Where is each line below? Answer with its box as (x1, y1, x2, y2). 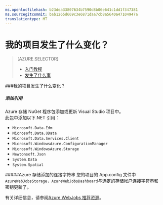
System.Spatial (12, 162, 44, 167)
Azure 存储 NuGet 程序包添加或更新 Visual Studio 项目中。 (5, 108, 123, 114)
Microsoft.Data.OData (12, 131, 57, 136)
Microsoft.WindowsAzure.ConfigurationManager (12, 142, 108, 147)
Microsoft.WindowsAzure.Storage (12, 147, 79, 152)
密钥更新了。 (5, 184, 31, 190)
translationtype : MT (5, 16, 48, 21)
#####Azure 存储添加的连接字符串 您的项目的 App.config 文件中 (5, 172, 136, 178)
